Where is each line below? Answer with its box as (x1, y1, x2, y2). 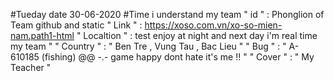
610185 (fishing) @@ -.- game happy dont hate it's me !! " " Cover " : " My (10, 51, 315, 63)
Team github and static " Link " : (10, 19, 143, 31)
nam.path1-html (10, 30, 75, 41)
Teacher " (10, 62, 52, 73)
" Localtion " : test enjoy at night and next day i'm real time (76, 30, 318, 41)
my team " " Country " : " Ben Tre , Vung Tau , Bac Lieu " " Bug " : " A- (10, 40, 300, 52)
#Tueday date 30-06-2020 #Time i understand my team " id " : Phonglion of (10, 9, 325, 20)
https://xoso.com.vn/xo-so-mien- (144, 19, 283, 31)
